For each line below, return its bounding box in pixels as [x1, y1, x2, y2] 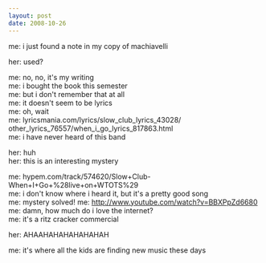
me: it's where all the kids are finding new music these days [8, 245, 207, 255]
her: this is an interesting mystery [8, 156, 119, 165]
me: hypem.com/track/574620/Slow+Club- [8, 172, 151, 181]
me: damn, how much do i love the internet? [8, 205, 154, 215]
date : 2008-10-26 [8, 19, 67, 27]
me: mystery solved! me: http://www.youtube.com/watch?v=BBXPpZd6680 [8, 197, 259, 207]
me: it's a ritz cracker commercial [8, 214, 119, 224]
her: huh [8, 148, 36, 157]
